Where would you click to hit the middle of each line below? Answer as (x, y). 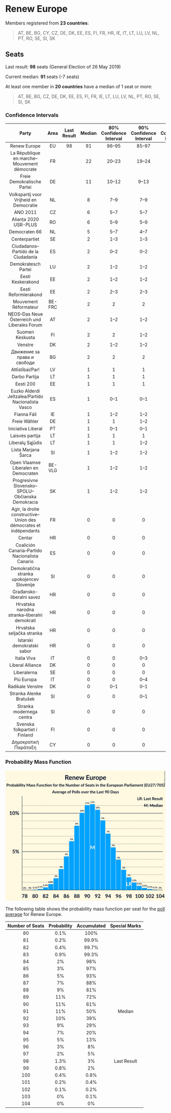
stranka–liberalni (25, 615)
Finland (25, 735)
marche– (29, 158)
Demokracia (25, 502)
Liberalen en (25, 468)
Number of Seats (26, 926)
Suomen (25, 332)
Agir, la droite (25, 509)
